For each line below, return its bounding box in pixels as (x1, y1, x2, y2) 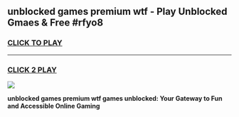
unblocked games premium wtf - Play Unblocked (7, 6, 228, 18)
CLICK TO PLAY (7, 38, 63, 48)
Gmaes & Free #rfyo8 (7, 17, 104, 29)
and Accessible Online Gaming (7, 101, 100, 110)
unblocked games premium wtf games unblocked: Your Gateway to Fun (7, 94, 223, 102)
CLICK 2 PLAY (7, 65, 57, 74)
